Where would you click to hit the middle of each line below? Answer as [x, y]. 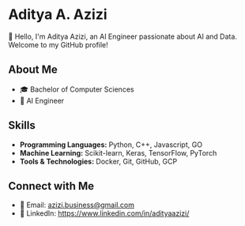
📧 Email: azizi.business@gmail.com [77, 205]
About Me [33, 70]
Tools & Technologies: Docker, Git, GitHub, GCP [98, 161]
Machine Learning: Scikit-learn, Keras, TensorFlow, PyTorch [118, 153]
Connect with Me [51, 186]
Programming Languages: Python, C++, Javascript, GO [111, 145]
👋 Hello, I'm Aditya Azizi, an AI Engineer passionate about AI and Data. [122, 36]
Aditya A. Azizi [58, 15]
